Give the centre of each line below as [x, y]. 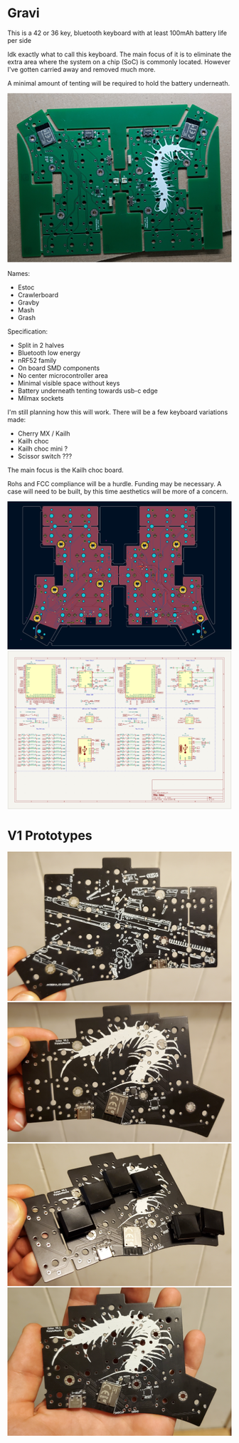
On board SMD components [59, 368]
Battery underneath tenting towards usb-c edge [87, 391]
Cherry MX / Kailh [44, 433]
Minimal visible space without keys [69, 383]
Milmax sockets [41, 398]
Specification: [28, 331]
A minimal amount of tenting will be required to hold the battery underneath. [118, 83]
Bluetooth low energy [49, 353]
